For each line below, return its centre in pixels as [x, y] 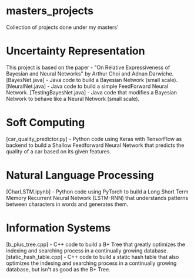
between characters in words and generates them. [67, 204]
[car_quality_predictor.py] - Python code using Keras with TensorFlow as [94, 139]
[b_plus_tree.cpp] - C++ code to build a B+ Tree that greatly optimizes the [96, 244]
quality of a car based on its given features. [59, 151]
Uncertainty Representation [76, 51]
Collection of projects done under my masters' [62, 27]
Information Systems [58, 228]
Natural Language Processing [80, 175]
